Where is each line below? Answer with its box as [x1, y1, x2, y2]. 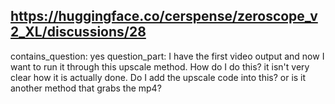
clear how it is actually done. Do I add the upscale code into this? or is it [10, 71, 307, 83]
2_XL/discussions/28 [10, 24, 147, 41]
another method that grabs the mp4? [10, 82, 162, 94]
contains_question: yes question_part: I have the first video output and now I [10, 50, 325, 62]
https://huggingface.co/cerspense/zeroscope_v [10, 8, 318, 25]
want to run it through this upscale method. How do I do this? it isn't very [10, 60, 310, 73]
